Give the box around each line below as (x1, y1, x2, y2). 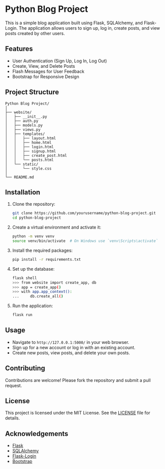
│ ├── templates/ (5, 131, 45, 137)
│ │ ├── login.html (5, 144, 54, 149)
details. (5, 415, 20, 421)
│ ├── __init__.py (5, 114, 48, 119)
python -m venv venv (12, 234, 55, 239)
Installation (5, 188, 40, 196)
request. (5, 382, 22, 388)
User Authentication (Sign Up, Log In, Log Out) (12, 58, 107, 64)
